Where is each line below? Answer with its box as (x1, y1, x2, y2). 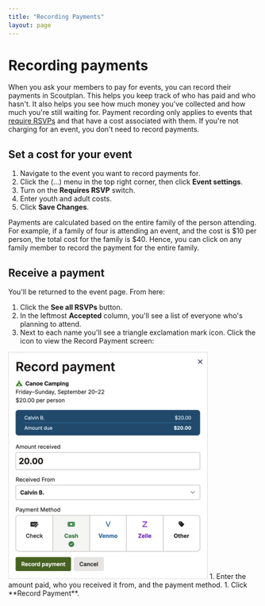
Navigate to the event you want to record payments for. (19, 169, 201, 178)
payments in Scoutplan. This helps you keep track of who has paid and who (8, 91, 256, 101)
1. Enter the (209, 572, 247, 581)
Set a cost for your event (8, 148, 132, 161)
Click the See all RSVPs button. (19, 302, 123, 313)
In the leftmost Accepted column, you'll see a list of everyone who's (19, 311, 244, 320)
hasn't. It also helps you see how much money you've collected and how (8, 99, 246, 109)
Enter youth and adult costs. (19, 194, 113, 204)
